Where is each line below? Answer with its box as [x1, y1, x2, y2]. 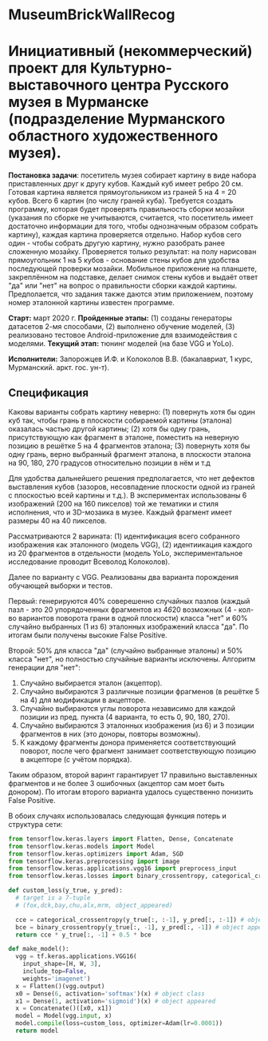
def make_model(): [8, 945, 69, 953]
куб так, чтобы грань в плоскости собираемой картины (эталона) [8, 415, 233, 425]
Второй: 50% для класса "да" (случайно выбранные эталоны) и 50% [8, 646, 243, 655]
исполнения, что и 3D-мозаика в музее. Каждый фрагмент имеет [8, 507, 233, 517]
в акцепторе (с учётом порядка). [19, 754, 132, 764]
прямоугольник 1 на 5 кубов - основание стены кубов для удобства [8, 256, 240, 265]
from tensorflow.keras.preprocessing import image [8, 857, 180, 865]
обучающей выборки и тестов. [8, 581, 113, 590]
